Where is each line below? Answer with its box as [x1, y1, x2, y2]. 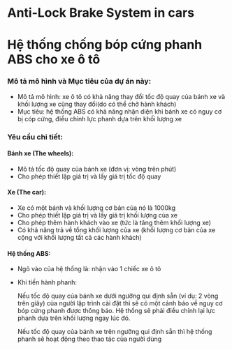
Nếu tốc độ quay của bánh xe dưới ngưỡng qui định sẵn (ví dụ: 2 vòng [17, 291, 219, 300]
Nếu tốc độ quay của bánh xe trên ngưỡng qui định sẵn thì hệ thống [17, 328, 212, 336]
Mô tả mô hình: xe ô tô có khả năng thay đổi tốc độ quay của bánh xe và [17, 92, 226, 100]
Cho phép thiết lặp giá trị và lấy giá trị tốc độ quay [17, 172, 161, 181]
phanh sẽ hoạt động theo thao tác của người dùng [17, 335, 162, 343]
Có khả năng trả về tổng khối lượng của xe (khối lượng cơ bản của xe [17, 226, 216, 234]
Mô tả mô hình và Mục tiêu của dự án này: [7, 77, 152, 86]
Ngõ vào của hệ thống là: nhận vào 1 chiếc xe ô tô [17, 265, 161, 273]
